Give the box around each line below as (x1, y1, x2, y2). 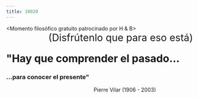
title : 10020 (6, 8, 39, 15)
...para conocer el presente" (6, 73, 90, 81)
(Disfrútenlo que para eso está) (48, 31, 193, 44)
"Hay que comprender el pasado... (6, 51, 180, 65)
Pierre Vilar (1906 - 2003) (94, 86, 156, 93)
